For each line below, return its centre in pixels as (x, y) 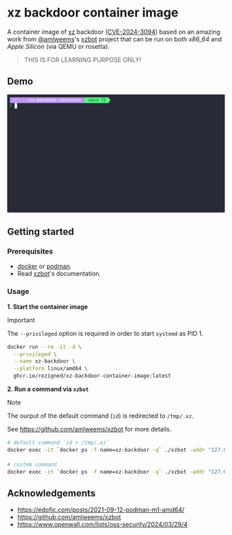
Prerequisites (30, 251)
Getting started (41, 232)
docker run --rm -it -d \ (44, 347)
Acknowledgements (51, 493)
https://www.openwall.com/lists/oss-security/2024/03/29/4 (102, 525)
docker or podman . (45, 266)
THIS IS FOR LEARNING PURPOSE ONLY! (83, 59)
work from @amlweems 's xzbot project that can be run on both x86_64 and (115, 39)
